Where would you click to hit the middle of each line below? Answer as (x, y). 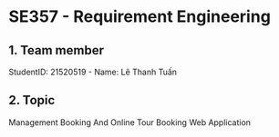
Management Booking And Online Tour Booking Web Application (130, 122)
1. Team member (56, 50)
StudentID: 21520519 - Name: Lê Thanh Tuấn (93, 72)
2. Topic (32, 100)
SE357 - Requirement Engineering (139, 17)
